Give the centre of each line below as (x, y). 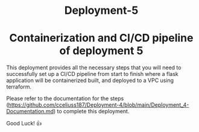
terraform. (19, 87)
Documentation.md (30, 112)
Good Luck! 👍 (24, 124)
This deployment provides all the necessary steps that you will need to (94, 68)
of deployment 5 (101, 51)
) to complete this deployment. (91, 112)
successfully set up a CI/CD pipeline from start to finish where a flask (93, 74)
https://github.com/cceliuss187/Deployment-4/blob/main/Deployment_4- (99, 105)
